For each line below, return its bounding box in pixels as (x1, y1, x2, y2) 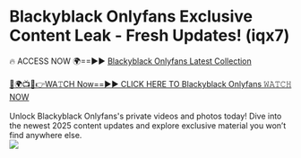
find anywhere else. (9, 129, 82, 140)
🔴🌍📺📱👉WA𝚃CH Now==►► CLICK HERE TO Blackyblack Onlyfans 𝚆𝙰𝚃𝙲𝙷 (9, 78, 292, 89)
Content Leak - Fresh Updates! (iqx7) (9, 25, 290, 46)
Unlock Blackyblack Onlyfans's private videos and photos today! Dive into (9, 110, 282, 121)
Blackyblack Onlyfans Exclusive (9, 6, 254, 27)
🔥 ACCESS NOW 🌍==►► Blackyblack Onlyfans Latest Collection (9, 56, 253, 66)
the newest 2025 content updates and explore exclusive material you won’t (9, 119, 287, 131)
